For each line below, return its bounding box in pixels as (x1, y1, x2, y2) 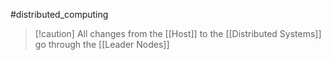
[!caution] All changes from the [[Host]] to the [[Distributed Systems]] (34, 28, 322, 39)
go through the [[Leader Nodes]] (34, 39, 170, 50)
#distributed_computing (10, 9, 109, 20)
